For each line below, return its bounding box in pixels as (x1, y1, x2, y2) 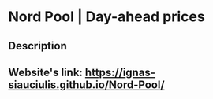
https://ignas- (84, 65, 156, 79)
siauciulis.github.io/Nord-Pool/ (8, 78, 165, 91)
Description (8, 39, 67, 53)
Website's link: (8, 65, 83, 79)
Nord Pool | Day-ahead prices (8, 8, 205, 26)
